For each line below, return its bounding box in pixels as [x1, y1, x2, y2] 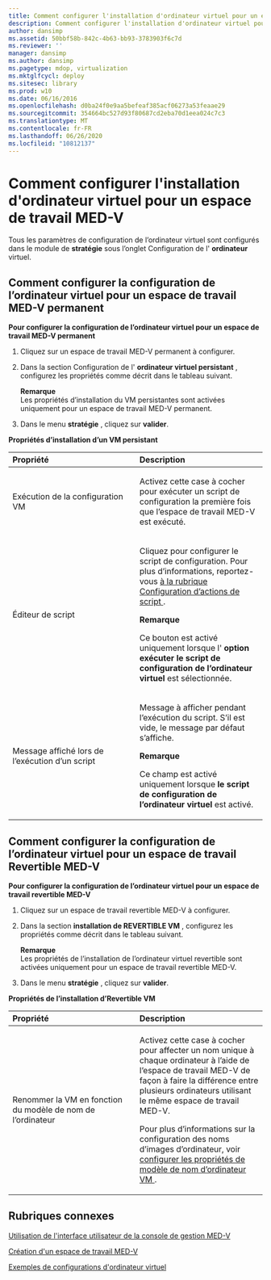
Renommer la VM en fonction [12, 1094, 123, 1106]
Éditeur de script [12, 609, 75, 620]
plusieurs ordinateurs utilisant [140, 1085, 252, 1097]
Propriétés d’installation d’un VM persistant [8, 435, 159, 445]
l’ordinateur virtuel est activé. [140, 799, 254, 810]
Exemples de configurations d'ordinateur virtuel [8, 1261, 167, 1272]
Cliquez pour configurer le [140, 546, 239, 557]
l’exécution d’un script [12, 756, 95, 767]
